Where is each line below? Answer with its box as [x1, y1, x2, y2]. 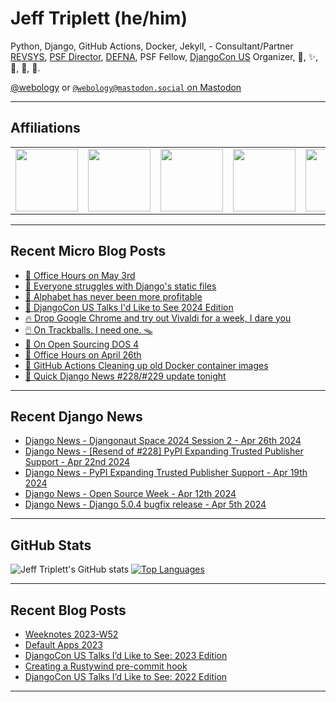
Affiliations [10, 120, 81, 137]
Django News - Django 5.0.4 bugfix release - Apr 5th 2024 [24, 498, 267, 511]
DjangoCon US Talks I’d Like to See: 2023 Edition [24, 650, 228, 661]
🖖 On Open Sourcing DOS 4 [24, 338, 140, 350]
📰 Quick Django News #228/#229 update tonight [24, 370, 227, 382]
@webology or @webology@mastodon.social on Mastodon [10, 81, 242, 93]
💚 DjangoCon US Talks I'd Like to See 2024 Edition [24, 301, 234, 313]
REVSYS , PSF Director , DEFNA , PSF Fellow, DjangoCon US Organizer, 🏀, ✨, [10, 50, 319, 62]
